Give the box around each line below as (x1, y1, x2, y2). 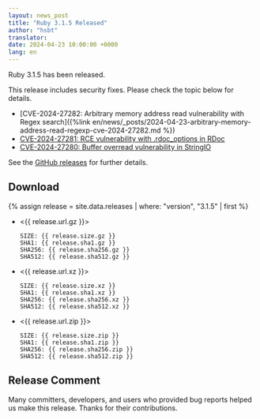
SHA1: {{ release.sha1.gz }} (19, 238, 116, 247)
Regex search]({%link (19, 118, 91, 126)
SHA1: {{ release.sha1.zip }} (19, 339, 120, 346)
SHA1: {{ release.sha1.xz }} (19, 289, 116, 297)
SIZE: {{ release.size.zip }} (19, 331, 120, 339)
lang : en (8, 48, 37, 56)
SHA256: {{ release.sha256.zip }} (19, 345, 134, 354)
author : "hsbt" (8, 26, 58, 34)
